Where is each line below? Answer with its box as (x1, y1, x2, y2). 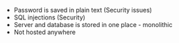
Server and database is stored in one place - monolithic (13, 21, 173, 28)
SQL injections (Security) (13, 13, 85, 21)
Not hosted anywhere (13, 28, 76, 36)
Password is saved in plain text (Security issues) (13, 6, 153, 14)
